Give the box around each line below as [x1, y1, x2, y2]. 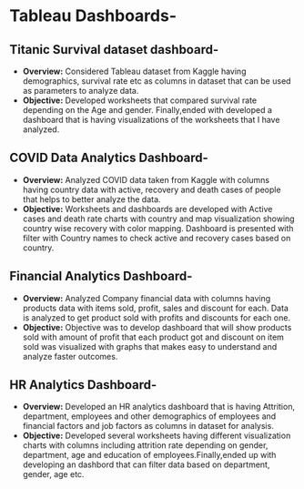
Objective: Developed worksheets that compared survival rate [22, 95, 258, 106]
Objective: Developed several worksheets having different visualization [22, 430, 291, 442]
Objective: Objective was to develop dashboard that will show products [22, 321, 292, 332]
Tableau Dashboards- [9, 5, 177, 26]
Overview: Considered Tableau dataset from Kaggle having [22, 66, 247, 76]
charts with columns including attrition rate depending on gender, [22, 440, 269, 451]
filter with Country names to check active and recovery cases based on [22, 232, 291, 243]
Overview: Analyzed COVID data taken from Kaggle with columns [22, 174, 270, 185]
